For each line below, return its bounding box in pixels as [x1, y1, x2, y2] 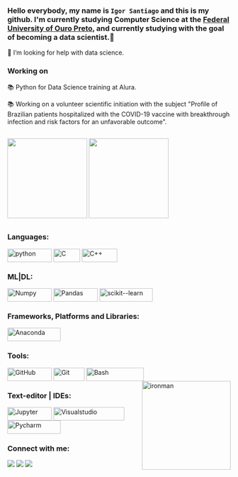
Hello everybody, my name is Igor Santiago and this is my [7, 6, 210, 16]
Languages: [7, 232, 50, 242]
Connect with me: [7, 443, 70, 453]
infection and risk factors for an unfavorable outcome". [7, 117, 167, 126]
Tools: [7, 351, 30, 361]
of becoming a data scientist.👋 [7, 32, 115, 42]
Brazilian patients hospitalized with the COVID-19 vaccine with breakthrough [7, 109, 230, 119]
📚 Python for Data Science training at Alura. [7, 82, 137, 91]
